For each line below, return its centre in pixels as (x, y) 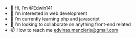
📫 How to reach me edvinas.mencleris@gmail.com (64, 30)
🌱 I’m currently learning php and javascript (55, 19)
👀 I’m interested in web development (49, 13)
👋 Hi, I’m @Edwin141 (31, 8)
